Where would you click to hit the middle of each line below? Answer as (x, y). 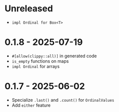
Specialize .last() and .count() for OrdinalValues (63, 100)
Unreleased (29, 9)
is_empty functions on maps (40, 61)
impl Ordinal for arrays (36, 66)
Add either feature (31, 105)
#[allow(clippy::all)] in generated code (54, 56)
